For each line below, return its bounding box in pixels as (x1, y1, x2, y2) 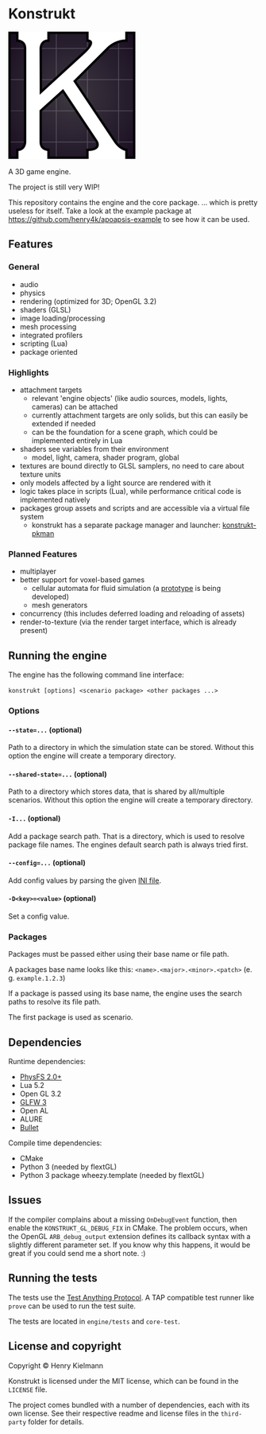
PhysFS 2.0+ (19, 1072, 62, 1082)
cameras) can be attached (31, 402, 118, 411)
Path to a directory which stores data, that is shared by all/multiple (8, 787, 225, 796)
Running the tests (8, 1272, 98, 1285)
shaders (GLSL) (19, 305, 71, 314)
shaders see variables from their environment (19, 444, 169, 453)
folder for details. (27, 1417, 85, 1426)
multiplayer (19, 566, 57, 577)
